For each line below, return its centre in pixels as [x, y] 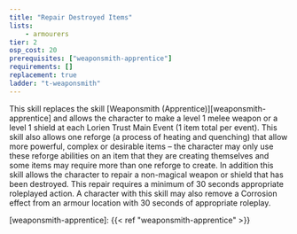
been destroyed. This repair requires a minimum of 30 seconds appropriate [146, 183]
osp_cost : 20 [33, 51]
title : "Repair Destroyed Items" [71, 17]
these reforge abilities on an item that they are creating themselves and [139, 155]
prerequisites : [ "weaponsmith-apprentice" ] [91, 58]
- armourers [47, 34]
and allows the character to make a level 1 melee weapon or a [165, 118]
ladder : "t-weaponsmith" [55, 83]
